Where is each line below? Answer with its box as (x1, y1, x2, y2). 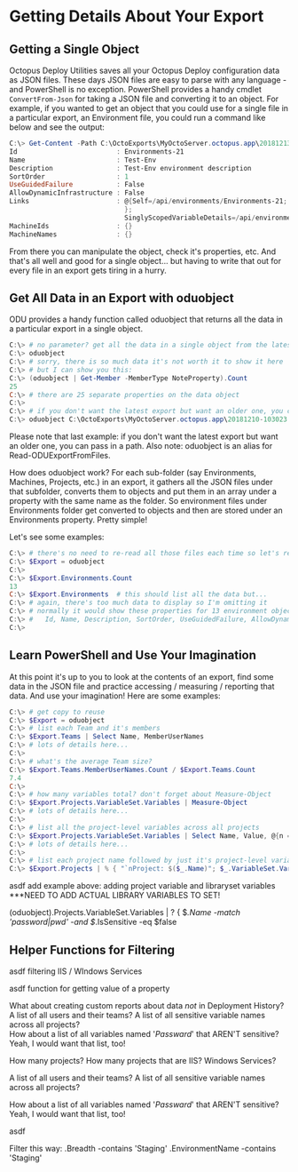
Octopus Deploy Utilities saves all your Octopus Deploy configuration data (9, 65, 280, 76)
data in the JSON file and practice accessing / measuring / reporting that (9, 681, 275, 691)
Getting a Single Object (9, 42, 140, 57)
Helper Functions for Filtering (9, 942, 176, 957)
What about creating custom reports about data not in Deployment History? (9, 1000, 285, 1010)
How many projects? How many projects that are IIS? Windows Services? (9, 1055, 277, 1065)
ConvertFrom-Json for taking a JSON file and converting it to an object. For (9, 93, 279, 104)
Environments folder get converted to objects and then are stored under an (9, 505, 283, 516)
